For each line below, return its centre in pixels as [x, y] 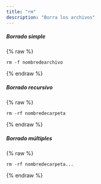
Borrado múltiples [29, 138]
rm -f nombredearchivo [35, 63]
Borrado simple [26, 37]
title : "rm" [21, 12]
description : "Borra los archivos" [51, 17]
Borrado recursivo [29, 88]
